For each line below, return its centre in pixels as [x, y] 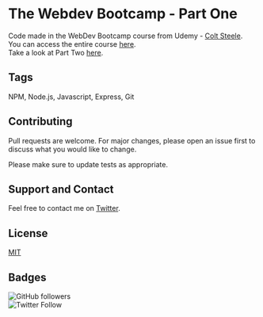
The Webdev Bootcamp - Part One [123, 14]
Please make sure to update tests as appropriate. [88, 164]
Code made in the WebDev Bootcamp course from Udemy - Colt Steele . [126, 36]
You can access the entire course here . [72, 44]
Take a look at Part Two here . [56, 52]
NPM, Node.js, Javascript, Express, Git [71, 97]
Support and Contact [61, 189]
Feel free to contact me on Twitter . [64, 208]
